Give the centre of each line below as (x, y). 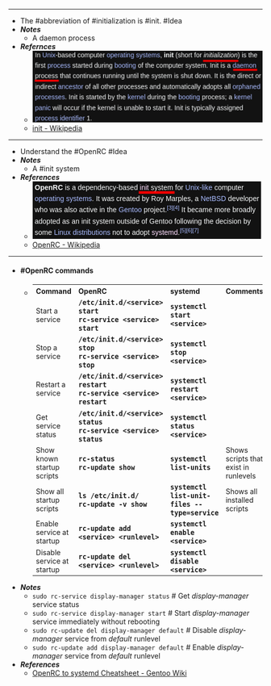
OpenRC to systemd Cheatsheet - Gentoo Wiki (109, 673)
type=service (194, 513)
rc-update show (106, 468)
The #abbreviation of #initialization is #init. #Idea (101, 21)
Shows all (242, 491)
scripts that (244, 458)
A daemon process (63, 38)
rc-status (96, 459)
